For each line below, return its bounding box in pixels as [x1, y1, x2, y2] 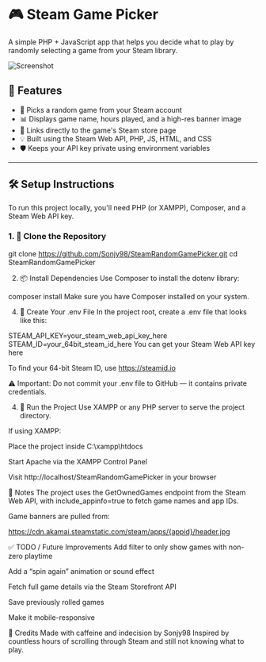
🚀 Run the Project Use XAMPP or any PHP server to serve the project [19, 402, 245, 412]
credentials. [8, 387, 47, 396]
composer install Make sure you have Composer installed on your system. [8, 291, 249, 301]
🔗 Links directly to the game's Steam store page [19, 125, 177, 135]
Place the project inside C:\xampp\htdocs [8, 441, 144, 451]
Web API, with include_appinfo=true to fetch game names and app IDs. [8, 496, 239, 506]
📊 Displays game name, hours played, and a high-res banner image [19, 114, 241, 123]
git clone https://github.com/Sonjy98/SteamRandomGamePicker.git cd [8, 248, 238, 258]
